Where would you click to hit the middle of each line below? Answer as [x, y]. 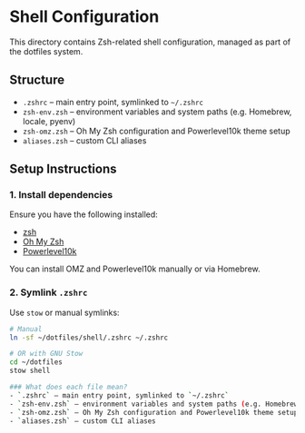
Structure [37, 80]
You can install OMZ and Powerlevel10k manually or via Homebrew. [135, 269]
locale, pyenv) [49, 121]
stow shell [30, 371]
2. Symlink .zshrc [49, 292]
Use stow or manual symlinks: [64, 312]
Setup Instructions [63, 169]
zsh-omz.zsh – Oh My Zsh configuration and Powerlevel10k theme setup [156, 131]
